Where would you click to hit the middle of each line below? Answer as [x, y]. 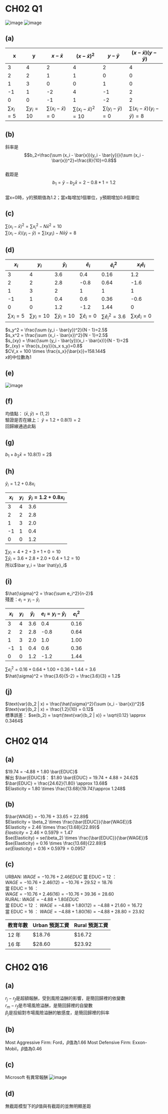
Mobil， [13, 1048]
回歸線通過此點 [20, 426]
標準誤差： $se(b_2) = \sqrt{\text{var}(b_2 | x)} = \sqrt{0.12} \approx [75, 715]
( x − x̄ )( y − [144, 52]
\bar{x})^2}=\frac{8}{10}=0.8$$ [84, 161]
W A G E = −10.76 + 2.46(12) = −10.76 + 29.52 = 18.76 [59, 883]
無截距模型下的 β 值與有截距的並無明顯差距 [48, 1106]
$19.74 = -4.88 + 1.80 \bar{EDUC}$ [41, 772]
